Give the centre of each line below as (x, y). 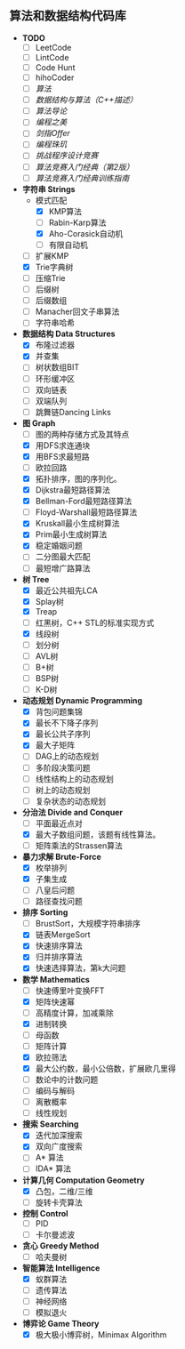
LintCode (52, 57)
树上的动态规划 (63, 790)
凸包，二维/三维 (64, 1191)
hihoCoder (55, 77)
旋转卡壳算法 (59, 1202)
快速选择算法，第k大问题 (80, 968)
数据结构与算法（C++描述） (86, 100)
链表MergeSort (63, 935)
